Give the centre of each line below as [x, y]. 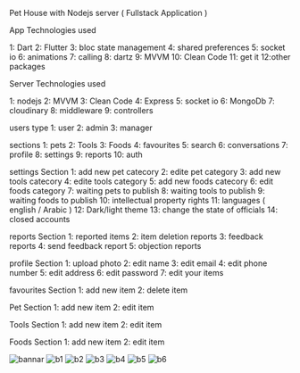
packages [28, 66]
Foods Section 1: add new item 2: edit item [87, 342]
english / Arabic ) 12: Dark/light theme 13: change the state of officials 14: [144, 210]
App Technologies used [53, 30]
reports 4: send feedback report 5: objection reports [105, 246]
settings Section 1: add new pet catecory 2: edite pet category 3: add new [145, 172]
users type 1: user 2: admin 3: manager [81, 128]
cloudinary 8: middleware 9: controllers [81, 110]
